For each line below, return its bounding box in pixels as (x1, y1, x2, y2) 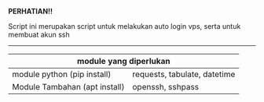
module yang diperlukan (77, 56, 170, 66)
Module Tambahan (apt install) (12, 82, 125, 92)
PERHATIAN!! (8, 7, 53, 16)
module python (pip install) (12, 69, 112, 79)
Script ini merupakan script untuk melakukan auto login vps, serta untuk (8, 22, 241, 30)
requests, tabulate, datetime (132, 69, 236, 79)
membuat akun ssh (8, 30, 71, 39)
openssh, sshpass (132, 82, 200, 92)
